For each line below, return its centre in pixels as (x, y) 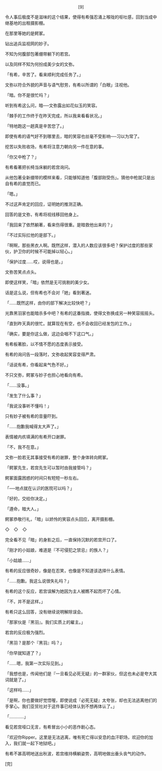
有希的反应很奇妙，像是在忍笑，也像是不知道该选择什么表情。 (66, 571)
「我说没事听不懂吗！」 (28, 406)
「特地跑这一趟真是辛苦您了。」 (36, 126)
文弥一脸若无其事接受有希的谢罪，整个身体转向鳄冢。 (58, 457)
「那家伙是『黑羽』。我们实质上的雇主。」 (45, 622)
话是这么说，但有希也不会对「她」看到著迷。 (49, 292)
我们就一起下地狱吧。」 (35, 743)
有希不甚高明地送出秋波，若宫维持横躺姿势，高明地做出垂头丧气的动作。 (77, 754)
